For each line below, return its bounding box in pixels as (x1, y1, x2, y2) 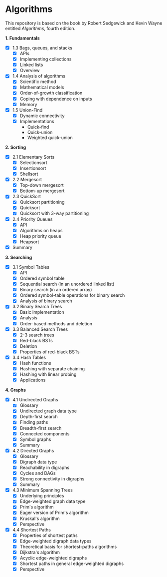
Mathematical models (19, 84, 64, 91)
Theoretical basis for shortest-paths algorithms (19, 543, 117, 549)
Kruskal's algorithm (19, 515, 60, 521)
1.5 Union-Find (12, 107, 43, 113)
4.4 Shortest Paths (12, 526, 51, 532)
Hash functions (19, 360, 51, 366)
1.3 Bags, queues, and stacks (12, 45, 73, 51)
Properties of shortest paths (19, 532, 78, 538)
